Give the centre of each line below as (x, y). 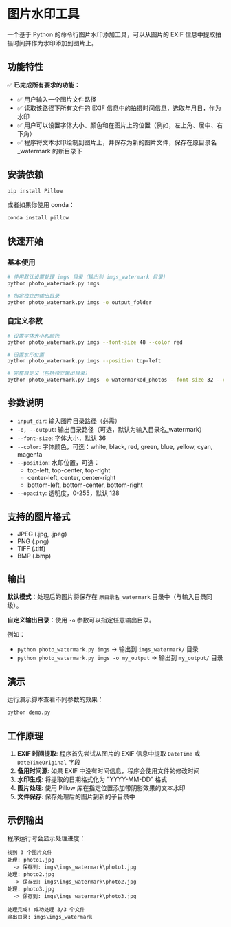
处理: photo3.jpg (31, 889)
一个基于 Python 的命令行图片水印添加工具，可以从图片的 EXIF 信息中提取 (111, 34)
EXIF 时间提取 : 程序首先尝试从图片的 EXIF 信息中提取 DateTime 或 (109, 753)
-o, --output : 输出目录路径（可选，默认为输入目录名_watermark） (111, 429)
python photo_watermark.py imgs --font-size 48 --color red (95, 342)
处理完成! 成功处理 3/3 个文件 (46, 909)
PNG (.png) (33, 541)
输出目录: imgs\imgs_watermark (50, 917)
